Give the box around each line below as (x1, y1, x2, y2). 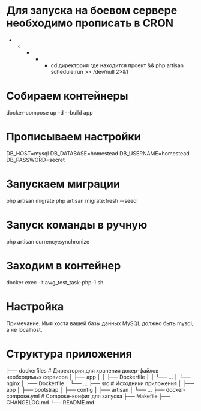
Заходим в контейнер (6, 259, 121, 272)
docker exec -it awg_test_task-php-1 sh (6, 278, 104, 286)
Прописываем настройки (6, 130, 141, 144)
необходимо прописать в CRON (6, 16, 174, 30)
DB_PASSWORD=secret (6, 156, 65, 163)
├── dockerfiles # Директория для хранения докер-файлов (6, 367, 159, 374)
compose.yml (6, 392, 40, 400)
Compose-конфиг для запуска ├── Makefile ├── (46, 392, 170, 400)
